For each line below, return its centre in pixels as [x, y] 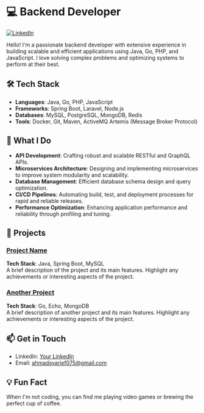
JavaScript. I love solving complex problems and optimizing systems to [95, 57]
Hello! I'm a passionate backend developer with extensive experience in [97, 45]
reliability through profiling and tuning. [63, 214]
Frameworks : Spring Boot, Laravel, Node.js [69, 108]
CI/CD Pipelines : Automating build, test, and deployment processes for [104, 194]
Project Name [27, 250]
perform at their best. [33, 64]
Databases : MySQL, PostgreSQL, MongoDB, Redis [79, 115]
